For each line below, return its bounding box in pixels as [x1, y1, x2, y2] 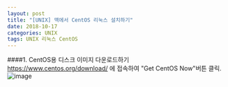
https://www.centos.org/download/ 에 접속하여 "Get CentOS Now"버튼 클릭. [7, 64, 222, 72]
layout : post [7, 10, 45, 17]
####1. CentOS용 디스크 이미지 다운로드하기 [7, 56, 130, 64]
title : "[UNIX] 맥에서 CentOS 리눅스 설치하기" [7, 17, 134, 23]
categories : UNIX [7, 29, 58, 37]
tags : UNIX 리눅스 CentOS [7, 36, 78, 43]
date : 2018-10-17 [7, 23, 58, 30]
